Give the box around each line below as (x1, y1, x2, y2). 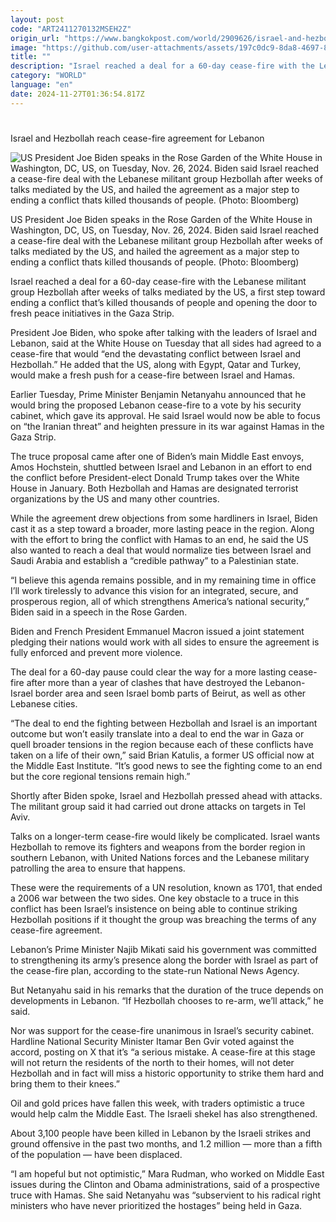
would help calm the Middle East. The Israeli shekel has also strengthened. (10, 1107, 318, 1120)
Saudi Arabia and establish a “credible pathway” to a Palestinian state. (10, 554, 299, 566)
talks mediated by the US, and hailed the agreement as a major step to (10, 245, 300, 257)
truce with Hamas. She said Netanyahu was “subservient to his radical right (10, 1189, 322, 1201)
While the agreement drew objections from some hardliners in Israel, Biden (10, 512, 318, 524)
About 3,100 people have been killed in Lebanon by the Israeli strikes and (10, 1127, 312, 1139)
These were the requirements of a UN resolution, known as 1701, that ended (10, 881, 323, 893)
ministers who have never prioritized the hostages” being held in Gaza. (10, 1199, 303, 1211)
